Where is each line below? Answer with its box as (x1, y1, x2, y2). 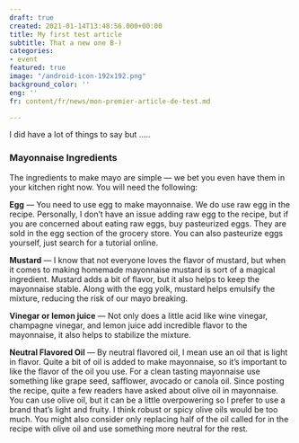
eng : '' (9, 88, 39, 97)
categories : (9, 47, 54, 56)
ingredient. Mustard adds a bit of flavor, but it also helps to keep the (9, 273, 260, 284)
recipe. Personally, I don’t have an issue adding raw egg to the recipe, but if (9, 208, 289, 219)
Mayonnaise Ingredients (9, 152, 118, 164)
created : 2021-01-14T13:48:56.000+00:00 (9, 22, 163, 31)
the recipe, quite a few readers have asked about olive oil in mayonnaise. (9, 385, 278, 395)
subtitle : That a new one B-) (9, 38, 123, 48)
